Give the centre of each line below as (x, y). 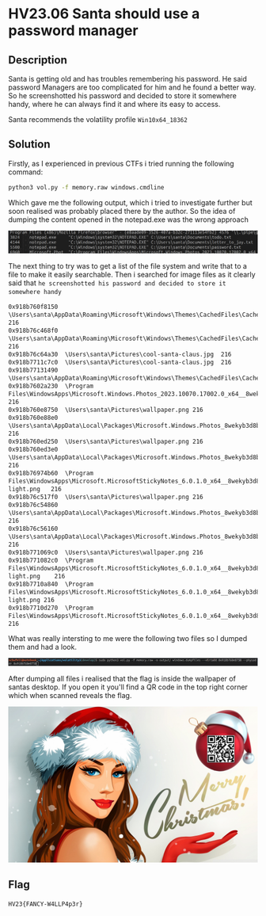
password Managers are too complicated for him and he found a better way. (132, 87)
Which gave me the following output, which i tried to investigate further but (130, 202)
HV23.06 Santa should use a (104, 14)
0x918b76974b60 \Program (51, 473)
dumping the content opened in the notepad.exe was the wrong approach (129, 219)
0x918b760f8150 (33, 307)
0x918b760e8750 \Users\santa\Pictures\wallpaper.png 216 (106, 410)
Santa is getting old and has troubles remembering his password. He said (127, 79)
